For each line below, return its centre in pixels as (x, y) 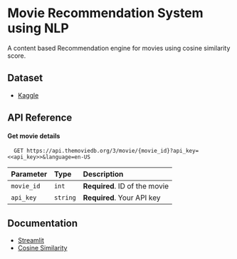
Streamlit (31, 240)
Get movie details (34, 136)
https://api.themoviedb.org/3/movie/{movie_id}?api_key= (112, 151)
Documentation (43, 223)
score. (17, 56)
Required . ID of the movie (126, 186)
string (65, 198)
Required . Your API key (122, 198)
